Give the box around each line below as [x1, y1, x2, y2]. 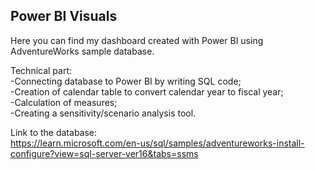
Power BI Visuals [10, 8, 118, 25]
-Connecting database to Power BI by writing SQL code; [10, 75, 242, 87]
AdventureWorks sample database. [10, 45, 155, 57]
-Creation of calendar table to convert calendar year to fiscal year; [10, 85, 284, 98]
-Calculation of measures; [10, 96, 118, 108]
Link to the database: [10, 126, 98, 138]
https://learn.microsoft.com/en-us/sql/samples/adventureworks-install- [10, 137, 305, 149]
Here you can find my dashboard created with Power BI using [10, 34, 264, 46]
